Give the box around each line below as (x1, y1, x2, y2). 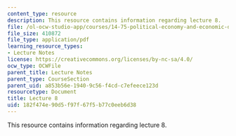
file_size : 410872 (7, 29, 61, 37)
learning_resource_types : (7, 43, 83, 50)
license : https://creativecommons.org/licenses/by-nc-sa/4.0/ (7, 56, 193, 63)
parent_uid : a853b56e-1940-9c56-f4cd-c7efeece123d (7, 82, 159, 89)
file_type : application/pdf (7, 36, 90, 43)
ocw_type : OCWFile (7, 62, 61, 69)
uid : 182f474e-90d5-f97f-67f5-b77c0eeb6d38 (7, 102, 137, 109)
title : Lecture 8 (7, 95, 58, 102)
